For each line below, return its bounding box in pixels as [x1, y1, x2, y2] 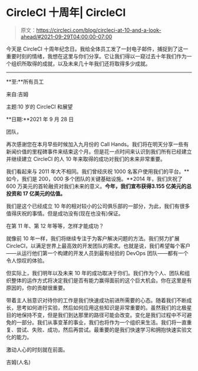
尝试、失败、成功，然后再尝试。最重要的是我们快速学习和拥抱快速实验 [16, 326, 187, 333]
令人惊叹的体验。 [6, 257, 48, 264]
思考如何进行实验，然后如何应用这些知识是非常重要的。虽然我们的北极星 [16, 304, 192, 311]
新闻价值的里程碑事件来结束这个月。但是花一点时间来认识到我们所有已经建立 [6, 148, 192, 155]
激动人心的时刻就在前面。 [6, 346, 68, 353]
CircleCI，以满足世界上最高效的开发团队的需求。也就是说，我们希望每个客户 [6, 242, 191, 249]
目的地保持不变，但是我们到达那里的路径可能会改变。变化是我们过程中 [6, 311, 177, 319]
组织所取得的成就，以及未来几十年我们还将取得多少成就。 [11, 60, 151, 67]
